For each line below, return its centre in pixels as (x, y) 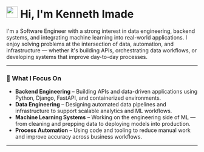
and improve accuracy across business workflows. (79, 137)
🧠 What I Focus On (34, 78)
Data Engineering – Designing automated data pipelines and (91, 105)
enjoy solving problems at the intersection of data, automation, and (90, 44)
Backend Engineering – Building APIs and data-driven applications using (106, 92)
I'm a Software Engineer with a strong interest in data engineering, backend (101, 31)
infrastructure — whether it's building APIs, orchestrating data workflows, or (102, 50)
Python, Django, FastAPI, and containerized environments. (88, 98)
